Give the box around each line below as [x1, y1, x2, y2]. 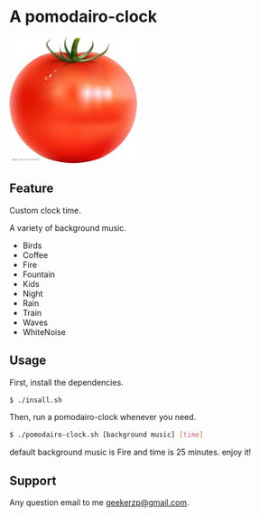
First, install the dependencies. [9, 377, 124, 388]
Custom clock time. [9, 205, 81, 215]
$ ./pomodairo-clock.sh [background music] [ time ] [9, 430, 204, 440]
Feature [9, 181, 54, 196]
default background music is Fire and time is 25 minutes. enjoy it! [9, 446, 252, 458]
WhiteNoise [22, 326, 66, 337]
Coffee [22, 249, 49, 260]
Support [9, 473, 57, 488]
